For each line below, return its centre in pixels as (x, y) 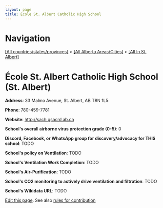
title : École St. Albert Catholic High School (53, 14)
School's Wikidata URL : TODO (36, 191)
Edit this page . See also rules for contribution (51, 200)
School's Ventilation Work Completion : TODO (52, 163)
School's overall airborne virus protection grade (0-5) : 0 (63, 129)
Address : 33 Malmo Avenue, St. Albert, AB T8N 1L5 (57, 101)
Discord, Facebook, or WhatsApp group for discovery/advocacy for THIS (80, 138)
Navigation (28, 38)
